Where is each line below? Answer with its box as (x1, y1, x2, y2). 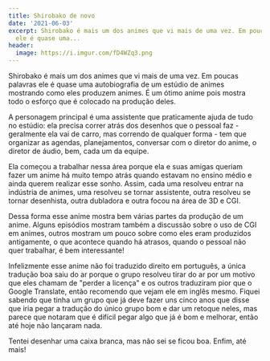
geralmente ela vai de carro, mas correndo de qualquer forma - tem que (8, 129, 247, 139)
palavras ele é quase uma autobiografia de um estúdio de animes (8, 79, 225, 89)
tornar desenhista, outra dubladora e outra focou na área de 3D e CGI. (8, 196, 241, 205)
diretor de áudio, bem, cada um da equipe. (8, 146, 149, 156)
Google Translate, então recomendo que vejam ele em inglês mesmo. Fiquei (8, 286, 260, 296)
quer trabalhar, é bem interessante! (8, 245, 125, 255)
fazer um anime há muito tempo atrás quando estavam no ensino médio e (8, 170, 252, 180)
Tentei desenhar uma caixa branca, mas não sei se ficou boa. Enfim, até (8, 336, 247, 346)
